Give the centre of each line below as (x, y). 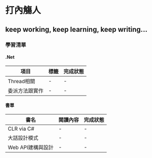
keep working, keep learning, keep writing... (77, 29)
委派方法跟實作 (26, 91)
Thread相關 (22, 81)
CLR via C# (21, 129)
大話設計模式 (23, 138)
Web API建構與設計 (31, 147)
